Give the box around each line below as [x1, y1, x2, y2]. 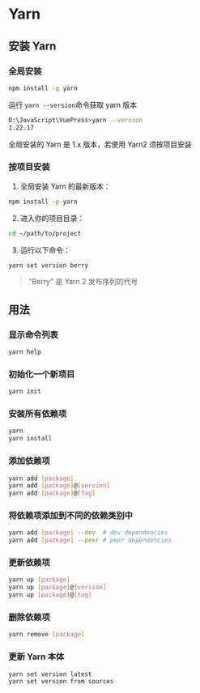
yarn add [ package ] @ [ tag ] [8, 489, 96, 498]
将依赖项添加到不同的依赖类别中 [8, 510, 134, 521]
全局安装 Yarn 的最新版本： [19, 181, 111, 191]
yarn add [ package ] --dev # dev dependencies [8, 529, 168, 537]
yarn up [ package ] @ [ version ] [8, 584, 107, 592]
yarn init [8, 388, 42, 396]
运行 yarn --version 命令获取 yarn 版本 [8, 100, 138, 109]
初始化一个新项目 [8, 368, 75, 380]
